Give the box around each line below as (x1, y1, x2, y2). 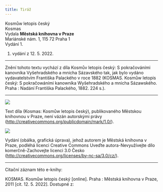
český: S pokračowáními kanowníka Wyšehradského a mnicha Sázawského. (5, 80, 158, 86)
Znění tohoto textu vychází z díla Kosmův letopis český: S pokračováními (5, 64, 151, 70)
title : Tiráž (5, 7, 32, 12)
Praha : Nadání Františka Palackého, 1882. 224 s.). (5, 85, 106, 91)
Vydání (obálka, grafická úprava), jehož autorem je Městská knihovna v (5, 137, 147, 143)
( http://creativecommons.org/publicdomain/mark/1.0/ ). (5, 119, 114, 124)
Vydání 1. (5, 41, 23, 47)
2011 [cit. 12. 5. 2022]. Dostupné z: (5, 181, 74, 187)
